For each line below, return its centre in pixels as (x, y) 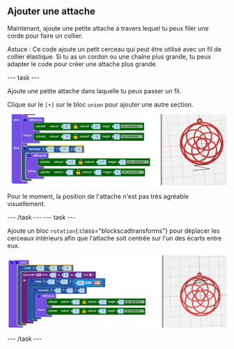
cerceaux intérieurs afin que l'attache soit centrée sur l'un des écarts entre (115, 238)
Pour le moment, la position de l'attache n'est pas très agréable (98, 196)
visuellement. (26, 203)
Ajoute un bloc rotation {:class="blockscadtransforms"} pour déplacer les (114, 231)
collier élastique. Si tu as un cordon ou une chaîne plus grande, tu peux (109, 56)
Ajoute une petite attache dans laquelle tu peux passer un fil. (94, 91)
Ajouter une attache (52, 11)
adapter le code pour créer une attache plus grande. (83, 64)
